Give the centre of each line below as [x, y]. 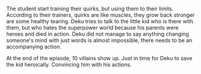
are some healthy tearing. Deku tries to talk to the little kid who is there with [100, 21]
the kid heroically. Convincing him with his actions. [69, 64]
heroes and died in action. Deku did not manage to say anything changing [98, 34]
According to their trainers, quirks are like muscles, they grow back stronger [100, 15]
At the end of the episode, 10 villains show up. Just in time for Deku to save [99, 58]
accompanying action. [34, 47]
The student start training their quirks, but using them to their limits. [90, 9]
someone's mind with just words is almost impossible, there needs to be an [99, 40]
